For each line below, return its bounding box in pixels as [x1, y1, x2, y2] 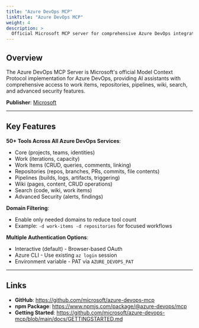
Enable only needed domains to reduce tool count [14, 216, 137, 223]
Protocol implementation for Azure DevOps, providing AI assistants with [6, 75, 181, 82]
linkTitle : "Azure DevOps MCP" [6, 14, 84, 20]
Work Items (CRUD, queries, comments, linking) [14, 161, 131, 168]
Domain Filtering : [6, 204, 49, 211]
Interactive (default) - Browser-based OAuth [14, 245, 123, 252]
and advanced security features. [6, 87, 86, 94]
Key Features [6, 122, 56, 132]
